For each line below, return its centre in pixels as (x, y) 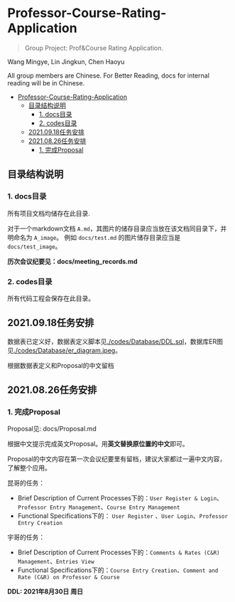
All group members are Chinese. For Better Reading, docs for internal (108, 75)
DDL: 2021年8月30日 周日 (45, 591)
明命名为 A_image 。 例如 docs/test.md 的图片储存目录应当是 (94, 237)
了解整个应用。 (29, 468)
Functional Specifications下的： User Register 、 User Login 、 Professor (123, 516)
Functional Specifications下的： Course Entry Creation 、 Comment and (118, 570)
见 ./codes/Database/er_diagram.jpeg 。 (65, 350)
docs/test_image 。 (34, 246)
